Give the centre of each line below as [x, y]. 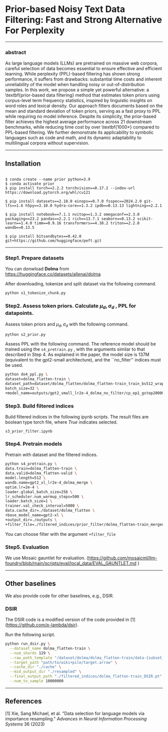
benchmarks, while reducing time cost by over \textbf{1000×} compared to [82, 127]
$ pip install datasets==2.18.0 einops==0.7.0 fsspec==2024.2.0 [73, 201]
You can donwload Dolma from [37, 269]
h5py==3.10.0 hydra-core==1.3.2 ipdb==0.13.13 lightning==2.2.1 [94, 206]
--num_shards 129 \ [30, 653]
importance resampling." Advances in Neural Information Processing [76, 718]
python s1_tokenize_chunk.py [35, 293]
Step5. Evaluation [27, 547]
